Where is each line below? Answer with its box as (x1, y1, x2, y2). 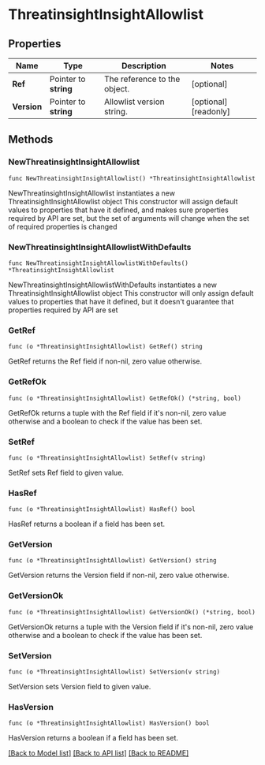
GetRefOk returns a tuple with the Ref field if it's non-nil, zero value (8, 408, 226, 417)
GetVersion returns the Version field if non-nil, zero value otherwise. (8, 570, 230, 580)
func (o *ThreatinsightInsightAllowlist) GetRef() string (8, 343, 203, 351)
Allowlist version (103, 96, 165, 107)
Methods (8, 132, 54, 147)
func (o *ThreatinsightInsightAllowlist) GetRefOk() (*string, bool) (8, 394, 242, 402)
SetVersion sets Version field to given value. (8, 682, 151, 692)
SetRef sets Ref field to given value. (8, 468, 125, 477)
